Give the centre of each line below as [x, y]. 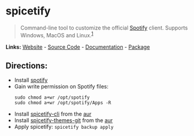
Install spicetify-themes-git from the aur [63, 120]
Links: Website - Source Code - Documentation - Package [78, 47]
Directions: [27, 65]
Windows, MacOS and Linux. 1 [57, 34]
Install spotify [31, 80]
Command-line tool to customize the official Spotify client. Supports [104, 28]
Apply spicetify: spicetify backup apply [64, 127]
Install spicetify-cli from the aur [53, 114]
